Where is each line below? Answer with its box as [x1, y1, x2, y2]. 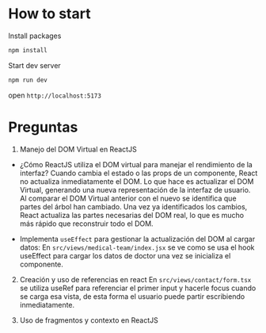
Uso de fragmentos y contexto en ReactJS [19, 315, 158, 325]
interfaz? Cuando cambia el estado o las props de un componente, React [19, 168, 258, 178]
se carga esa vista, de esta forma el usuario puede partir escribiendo [19, 291, 245, 301]
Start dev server [8, 60, 61, 70]
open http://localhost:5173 [8, 90, 101, 100]
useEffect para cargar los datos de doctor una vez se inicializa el [19, 251, 231, 260]
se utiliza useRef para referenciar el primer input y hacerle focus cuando [19, 283, 256, 293]
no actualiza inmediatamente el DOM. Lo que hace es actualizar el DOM [19, 176, 254, 186]
